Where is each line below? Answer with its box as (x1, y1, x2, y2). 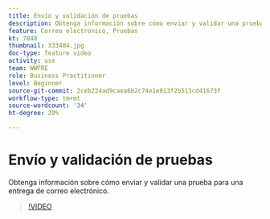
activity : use (8, 57, 56, 65)
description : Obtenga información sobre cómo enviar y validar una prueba (8, 19, 264, 27)
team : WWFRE (8, 64, 48, 72)
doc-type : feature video (8, 49, 92, 57)
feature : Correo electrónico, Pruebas (8, 27, 138, 35)
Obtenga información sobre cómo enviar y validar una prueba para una (8, 177, 243, 187)
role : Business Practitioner (8, 72, 106, 80)
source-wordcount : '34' (8, 101, 88, 109)
